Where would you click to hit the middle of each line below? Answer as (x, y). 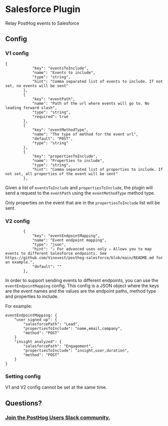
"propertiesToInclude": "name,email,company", (73, 328)
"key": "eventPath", (54, 99)
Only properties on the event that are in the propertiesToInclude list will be (82, 203)
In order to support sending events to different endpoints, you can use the (82, 280)
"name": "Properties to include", (68, 160)
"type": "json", (49, 244)
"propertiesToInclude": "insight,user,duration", (76, 351)
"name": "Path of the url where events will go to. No (91, 103)
